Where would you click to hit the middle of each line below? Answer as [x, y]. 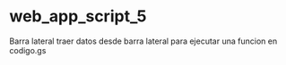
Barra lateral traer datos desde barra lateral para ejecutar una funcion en [143, 41]
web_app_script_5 [78, 16]
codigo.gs [28, 50]
